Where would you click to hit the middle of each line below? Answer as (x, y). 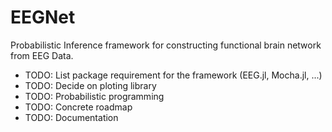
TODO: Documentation (71, 117)
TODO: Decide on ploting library (90, 85)
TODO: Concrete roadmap (78, 107)
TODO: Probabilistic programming (94, 96)
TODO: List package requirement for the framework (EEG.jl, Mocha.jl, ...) (173, 75)
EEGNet (43, 17)
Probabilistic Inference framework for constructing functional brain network (166, 45)
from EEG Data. (42, 55)
